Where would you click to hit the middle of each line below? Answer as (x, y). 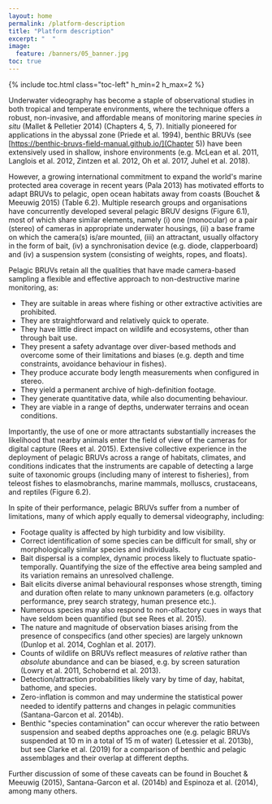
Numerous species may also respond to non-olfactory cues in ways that (140, 610)
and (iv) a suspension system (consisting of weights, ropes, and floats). (128, 254)
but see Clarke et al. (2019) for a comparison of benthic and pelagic (133, 749)
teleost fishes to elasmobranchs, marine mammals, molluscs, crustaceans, (133, 483)
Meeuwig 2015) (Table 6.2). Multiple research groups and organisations (128, 202)
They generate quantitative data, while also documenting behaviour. (134, 398)
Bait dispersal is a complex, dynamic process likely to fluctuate (125, 557)
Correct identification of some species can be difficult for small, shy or (138, 540)
